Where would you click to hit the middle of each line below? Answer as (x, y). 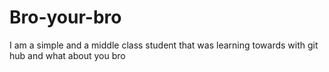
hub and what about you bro (67, 55)
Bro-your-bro (65, 17)
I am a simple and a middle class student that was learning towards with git (164, 45)
